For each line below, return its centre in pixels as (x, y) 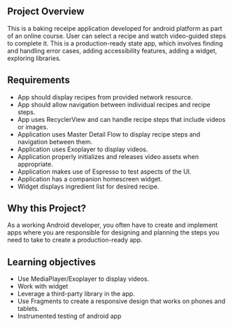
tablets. (28, 309)
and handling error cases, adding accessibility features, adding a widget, (112, 50)
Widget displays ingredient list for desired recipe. (88, 186)
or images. (33, 127)
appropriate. (35, 164)
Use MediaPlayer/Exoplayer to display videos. (83, 279)
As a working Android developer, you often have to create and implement (113, 225)
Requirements (38, 80)
